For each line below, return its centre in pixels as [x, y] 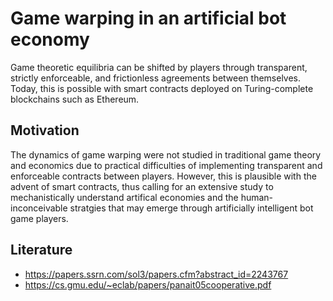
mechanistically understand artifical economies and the [124, 197]
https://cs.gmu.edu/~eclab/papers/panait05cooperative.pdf [148, 284]
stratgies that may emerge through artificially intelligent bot [191, 208]
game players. [39, 218]
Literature [41, 250]
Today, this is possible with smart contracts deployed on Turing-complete [162, 88]
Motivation [45, 130]
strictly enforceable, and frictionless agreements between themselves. [156, 78]
